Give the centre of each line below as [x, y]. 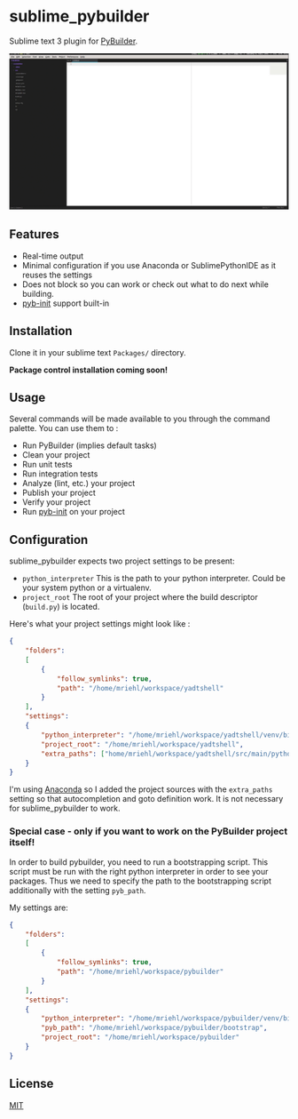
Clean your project [56, 455]
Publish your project [59, 493]
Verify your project [56, 502]
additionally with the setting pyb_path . [78, 890]
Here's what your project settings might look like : [100, 624]
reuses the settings [57, 275]
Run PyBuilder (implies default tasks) [89, 445]
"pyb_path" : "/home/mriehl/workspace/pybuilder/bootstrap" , [154, 1028]
